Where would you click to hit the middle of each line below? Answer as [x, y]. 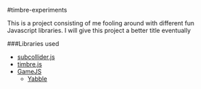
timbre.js [30, 64]
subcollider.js [36, 57]
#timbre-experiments [37, 10]
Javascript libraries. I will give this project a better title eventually [99, 30]
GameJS [29, 72]
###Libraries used [33, 43]
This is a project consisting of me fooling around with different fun [101, 23]
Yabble [37, 79]
